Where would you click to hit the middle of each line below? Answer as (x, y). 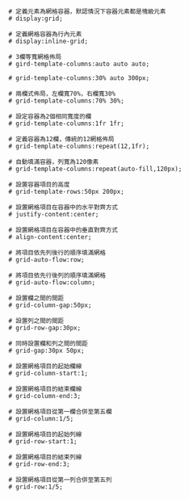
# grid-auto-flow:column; (52, 283)
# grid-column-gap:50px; (50, 305)
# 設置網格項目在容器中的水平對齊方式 (63, 208)
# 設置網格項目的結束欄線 (45, 389)
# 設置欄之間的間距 (36, 298)
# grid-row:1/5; (36, 487)
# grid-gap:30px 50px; (46, 350)
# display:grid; (36, 19)
